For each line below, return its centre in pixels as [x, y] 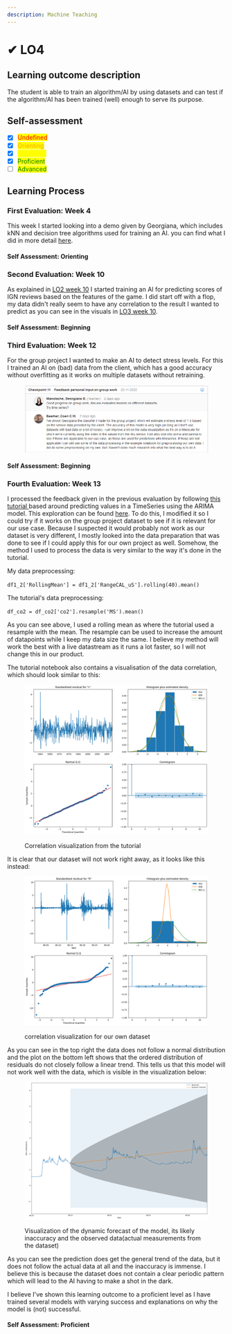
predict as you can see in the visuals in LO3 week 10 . [82, 312]
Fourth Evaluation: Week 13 [54, 484]
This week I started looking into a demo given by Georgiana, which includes [115, 226]
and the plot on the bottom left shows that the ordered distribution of [105, 1057]
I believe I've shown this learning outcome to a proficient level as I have [109, 1294]
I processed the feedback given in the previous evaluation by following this [114, 499]
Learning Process [46, 191]
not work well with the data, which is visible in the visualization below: [107, 1072]
